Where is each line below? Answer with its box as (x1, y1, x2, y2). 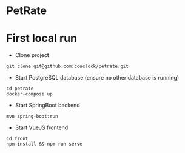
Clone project (15, 52, 50, 59)
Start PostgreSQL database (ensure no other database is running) (15, 74, 180, 81)
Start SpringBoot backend (15, 101, 80, 109)
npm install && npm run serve (6, 141, 83, 148)
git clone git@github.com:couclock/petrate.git (6, 63, 129, 70)
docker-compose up (6, 91, 53, 97)
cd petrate (6, 86, 34, 92)
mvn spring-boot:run (6, 114, 59, 120)
